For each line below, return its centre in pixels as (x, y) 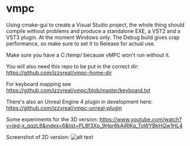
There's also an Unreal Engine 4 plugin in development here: (79, 101)
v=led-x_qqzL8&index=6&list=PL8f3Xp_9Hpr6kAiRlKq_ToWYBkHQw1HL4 (94, 125)
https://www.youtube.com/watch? (141, 119)
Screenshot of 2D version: (38, 137)
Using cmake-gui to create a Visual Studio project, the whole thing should (95, 25)
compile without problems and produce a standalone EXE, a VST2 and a (93, 31)
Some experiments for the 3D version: (52, 119)
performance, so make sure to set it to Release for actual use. (81, 44)
